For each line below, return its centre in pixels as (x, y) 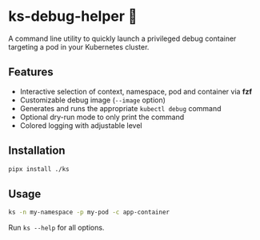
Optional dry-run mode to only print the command (102, 117)
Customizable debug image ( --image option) (93, 100)
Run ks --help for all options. (56, 228)
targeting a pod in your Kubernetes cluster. (79, 46)
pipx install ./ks (39, 169)
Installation (37, 151)
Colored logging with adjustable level (81, 125)
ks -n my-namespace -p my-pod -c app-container (89, 212)
